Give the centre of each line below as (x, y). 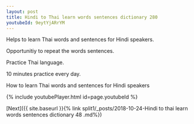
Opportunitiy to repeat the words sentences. (60, 51)
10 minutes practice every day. (44, 74)
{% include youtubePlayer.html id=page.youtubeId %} (72, 97)
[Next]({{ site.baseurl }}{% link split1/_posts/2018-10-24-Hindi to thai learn (97, 109)
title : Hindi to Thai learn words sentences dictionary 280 (82, 17)
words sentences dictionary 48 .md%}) (54, 115)
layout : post (22, 12)
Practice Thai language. (35, 62)
